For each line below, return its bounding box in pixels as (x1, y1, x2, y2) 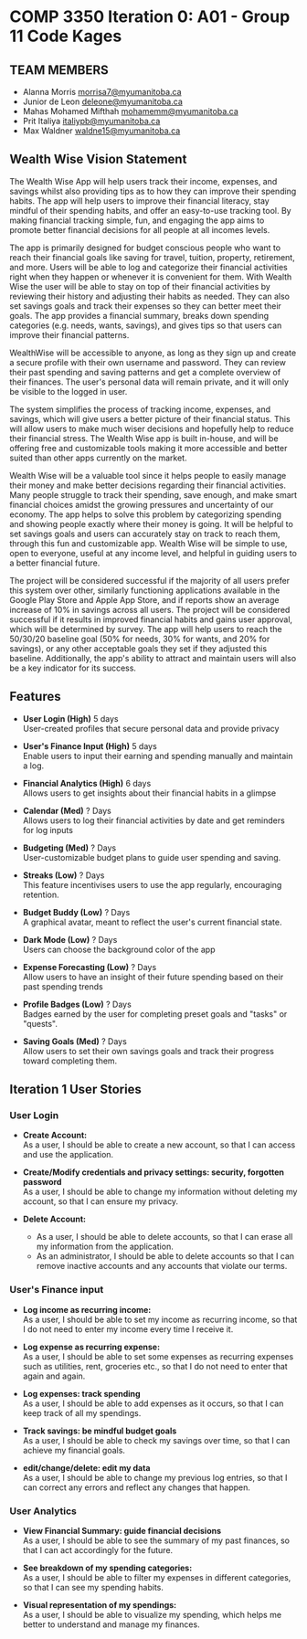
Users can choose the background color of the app (22, 944, 216, 955)
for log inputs (22, 824, 73, 835)
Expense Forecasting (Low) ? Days (22, 961, 157, 972)
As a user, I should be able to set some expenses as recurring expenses (22, 1350, 294, 1362)
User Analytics (9, 1505, 78, 1517)
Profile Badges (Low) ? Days (22, 999, 132, 1010)
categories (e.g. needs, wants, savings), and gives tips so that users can (9, 320, 282, 331)
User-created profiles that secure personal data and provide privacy (22, 723, 280, 734)
